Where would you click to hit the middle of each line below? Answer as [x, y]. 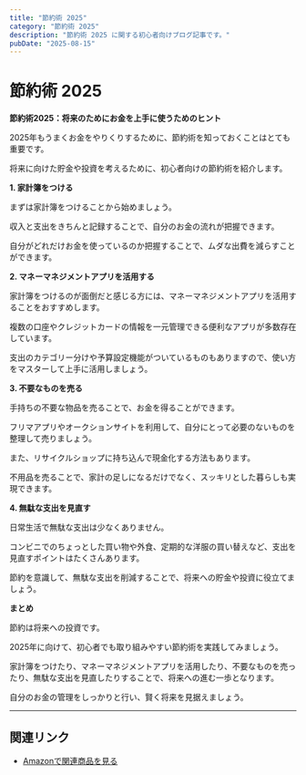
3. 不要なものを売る [46, 388]
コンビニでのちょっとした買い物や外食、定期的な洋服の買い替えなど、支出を [153, 547]
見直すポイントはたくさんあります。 [77, 558]
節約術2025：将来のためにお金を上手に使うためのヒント [115, 119]
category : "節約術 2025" [55, 26]
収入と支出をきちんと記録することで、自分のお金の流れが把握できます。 [144, 227]
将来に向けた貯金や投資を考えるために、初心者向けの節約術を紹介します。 [148, 169]
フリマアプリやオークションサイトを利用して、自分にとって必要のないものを [153, 427]
